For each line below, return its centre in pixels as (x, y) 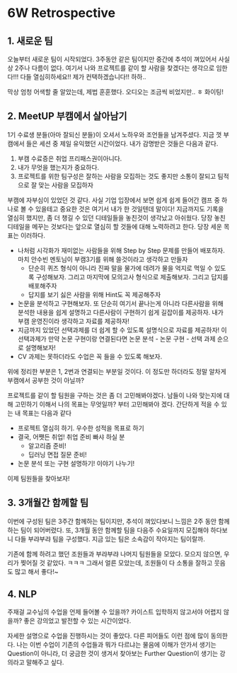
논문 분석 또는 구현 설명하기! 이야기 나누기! (76, 463)
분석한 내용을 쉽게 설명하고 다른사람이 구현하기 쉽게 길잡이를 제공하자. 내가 (121, 312)
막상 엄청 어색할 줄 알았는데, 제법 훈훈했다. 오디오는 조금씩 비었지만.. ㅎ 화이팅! (116, 92)
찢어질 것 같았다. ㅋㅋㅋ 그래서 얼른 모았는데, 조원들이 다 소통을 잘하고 (116, 563)
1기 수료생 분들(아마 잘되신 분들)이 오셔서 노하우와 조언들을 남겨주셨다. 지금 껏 (115, 134)
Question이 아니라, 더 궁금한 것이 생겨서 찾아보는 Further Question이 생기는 (113, 654)
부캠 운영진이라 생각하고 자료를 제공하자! (73, 321)
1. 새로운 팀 (30, 41)
